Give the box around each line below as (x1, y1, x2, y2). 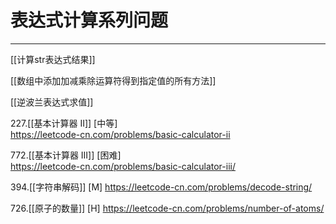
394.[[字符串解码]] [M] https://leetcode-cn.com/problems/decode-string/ (10, 181, 313, 193)
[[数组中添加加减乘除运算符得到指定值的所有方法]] (10, 74, 217, 86)
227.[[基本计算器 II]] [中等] (10, 117, 118, 129)
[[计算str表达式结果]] (10, 53, 96, 65)
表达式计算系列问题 (10, 9, 169, 32)
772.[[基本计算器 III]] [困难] (10, 149, 122, 161)
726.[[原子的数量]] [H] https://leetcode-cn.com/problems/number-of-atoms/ (10, 202, 325, 214)
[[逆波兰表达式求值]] (10, 96, 94, 108)
